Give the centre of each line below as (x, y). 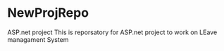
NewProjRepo (48, 13)
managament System (38, 39)
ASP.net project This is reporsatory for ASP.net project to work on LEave (112, 32)
